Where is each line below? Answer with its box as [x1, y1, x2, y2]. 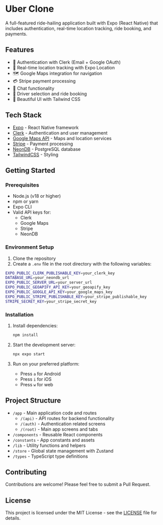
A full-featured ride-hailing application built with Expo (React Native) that [5, 20, 158, 26]
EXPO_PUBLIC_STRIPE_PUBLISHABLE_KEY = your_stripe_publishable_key [5, 294, 147, 299]
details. [5, 515, 21, 521]
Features [5, 45, 34, 54]
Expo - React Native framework [12, 124, 79, 130]
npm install [12, 332, 38, 337]
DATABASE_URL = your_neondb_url [5, 275, 70, 280]
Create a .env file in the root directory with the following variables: [12, 260, 152, 267]
